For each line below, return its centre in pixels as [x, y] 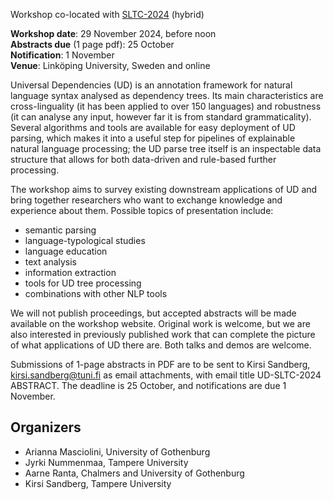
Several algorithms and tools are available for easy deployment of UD [153, 127]
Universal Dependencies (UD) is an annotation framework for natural [151, 85]
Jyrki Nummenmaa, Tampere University [106, 462]
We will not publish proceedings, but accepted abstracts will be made [153, 313]
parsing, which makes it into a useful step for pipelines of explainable [153, 138]
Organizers [46, 427]
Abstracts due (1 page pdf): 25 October [92, 44]
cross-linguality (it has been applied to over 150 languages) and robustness [166, 106]
